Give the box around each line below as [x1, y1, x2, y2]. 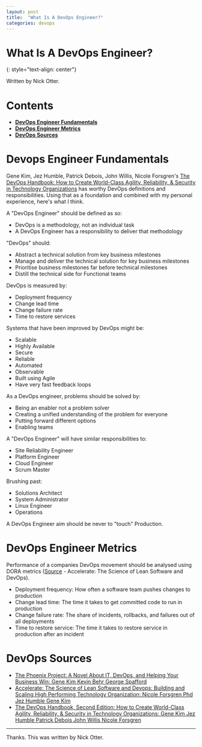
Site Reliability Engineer [14, 447, 74, 454]
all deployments [14, 618, 55, 625]
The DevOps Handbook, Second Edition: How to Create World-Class [14, 704, 185, 711]
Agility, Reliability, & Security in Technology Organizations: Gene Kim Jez [14, 710, 195, 717]
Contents [6, 99, 54, 112]
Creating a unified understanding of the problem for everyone [14, 411, 168, 418]
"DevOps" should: [6, 239, 51, 247]
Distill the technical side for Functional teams [14, 270, 126, 278]
